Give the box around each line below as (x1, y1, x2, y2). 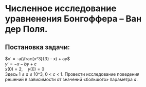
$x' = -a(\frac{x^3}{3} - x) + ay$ (5, 56, 70, 61)
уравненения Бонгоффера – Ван (5, 13, 142, 24)
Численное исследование (5, 3, 117, 14)
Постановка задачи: (5, 43, 70, 51)
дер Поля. (5, 24, 48, 35)
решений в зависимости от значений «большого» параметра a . (5, 76, 138, 82)
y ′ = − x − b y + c (5, 61, 37, 67)
